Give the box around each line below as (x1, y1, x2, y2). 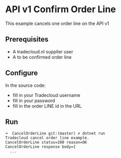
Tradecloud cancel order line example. (5, 136, 90, 141)
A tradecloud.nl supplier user (12, 48, 73, 54)
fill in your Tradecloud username (12, 92, 80, 98)
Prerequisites (5, 35, 49, 44)
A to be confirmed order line (12, 54, 72, 60)
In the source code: (5, 82, 46, 88)
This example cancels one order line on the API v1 (5, 20, 109, 26)
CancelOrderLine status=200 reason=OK (5, 140, 87, 145)
